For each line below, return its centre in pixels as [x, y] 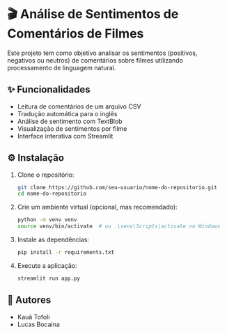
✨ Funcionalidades [49, 89]
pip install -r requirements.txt [66, 253]
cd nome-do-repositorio [52, 194]
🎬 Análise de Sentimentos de [93, 14]
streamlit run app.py [48, 278]
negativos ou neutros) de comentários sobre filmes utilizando [95, 60]
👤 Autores [29, 300]
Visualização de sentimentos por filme [72, 128]
